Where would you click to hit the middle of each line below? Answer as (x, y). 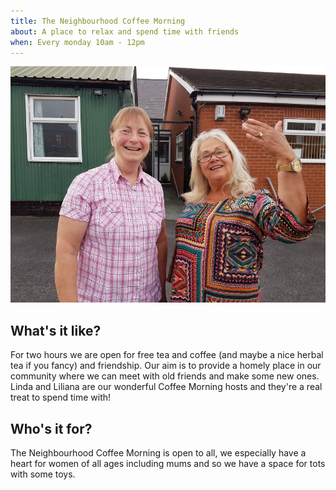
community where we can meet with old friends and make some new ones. (165, 376)
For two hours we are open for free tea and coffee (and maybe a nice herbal (167, 355)
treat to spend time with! (61, 397)
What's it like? (56, 330)
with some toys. (43, 474)
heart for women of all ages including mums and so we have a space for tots (168, 463)
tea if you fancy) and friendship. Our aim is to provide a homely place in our (166, 366)
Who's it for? (51, 428)
